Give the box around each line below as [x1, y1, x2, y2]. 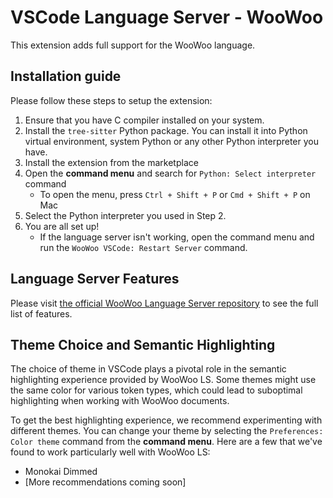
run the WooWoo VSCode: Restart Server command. [39, 241, 248, 253]
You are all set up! [24, 220, 100, 232]
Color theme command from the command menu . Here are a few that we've [10, 436, 323, 448]
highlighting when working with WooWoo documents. [10, 395, 230, 407]
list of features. [10, 307, 73, 320]
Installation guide [10, 68, 122, 85]
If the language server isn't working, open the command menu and [39, 231, 315, 243]
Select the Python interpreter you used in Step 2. [24, 209, 227, 221]
